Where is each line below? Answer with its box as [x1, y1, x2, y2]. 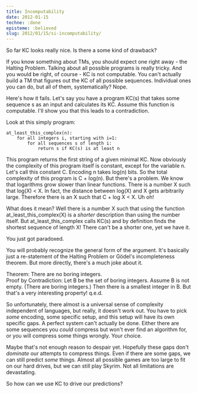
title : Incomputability [6, 8, 65, 15]
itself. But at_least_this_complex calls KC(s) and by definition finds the [6, 218, 176, 225]
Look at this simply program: [6, 119, 75, 126]
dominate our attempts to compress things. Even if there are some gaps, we [6, 350, 191, 357]
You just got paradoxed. [6, 235, 64, 243]
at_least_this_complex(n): [6, 130, 73, 136]
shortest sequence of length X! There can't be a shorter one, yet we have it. [6, 224, 191, 231]
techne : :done [6, 19, 41, 25]
